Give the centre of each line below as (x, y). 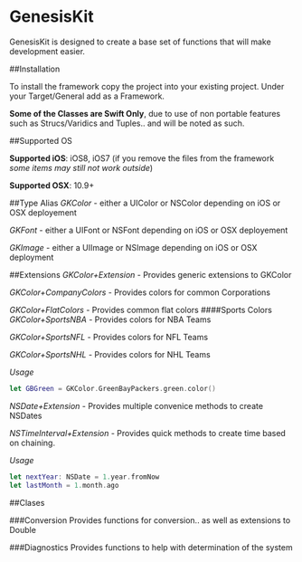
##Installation (35, 69)
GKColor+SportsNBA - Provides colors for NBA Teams (110, 319)
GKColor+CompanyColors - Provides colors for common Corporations (140, 292)
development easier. (47, 51)
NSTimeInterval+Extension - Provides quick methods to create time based (148, 433)
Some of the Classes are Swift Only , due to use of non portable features (145, 113)
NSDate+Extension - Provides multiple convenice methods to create (137, 405)
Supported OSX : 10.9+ (52, 185)
